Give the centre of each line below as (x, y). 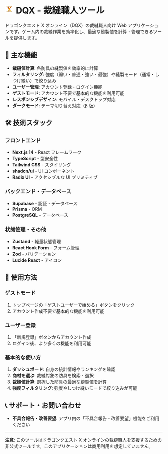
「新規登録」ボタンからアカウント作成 (52, 337)
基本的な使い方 (23, 357)
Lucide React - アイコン (37, 260)
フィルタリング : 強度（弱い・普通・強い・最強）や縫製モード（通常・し (86, 74)
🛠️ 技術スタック (29, 123)
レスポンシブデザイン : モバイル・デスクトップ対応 (64, 99)
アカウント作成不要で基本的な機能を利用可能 (58, 311)
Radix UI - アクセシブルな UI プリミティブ (55, 177)
